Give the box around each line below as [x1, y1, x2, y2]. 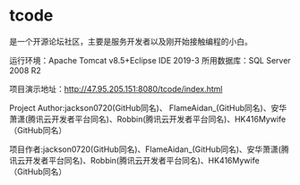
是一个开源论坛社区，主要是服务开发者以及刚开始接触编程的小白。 [9, 36, 253, 46]
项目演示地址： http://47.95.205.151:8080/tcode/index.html [9, 83, 223, 94]
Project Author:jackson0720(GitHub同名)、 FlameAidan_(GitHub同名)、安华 [9, 102, 287, 113]
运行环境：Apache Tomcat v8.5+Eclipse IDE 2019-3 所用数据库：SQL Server [9, 55, 291, 65]
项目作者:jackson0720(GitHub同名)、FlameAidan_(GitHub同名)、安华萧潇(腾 [9, 144, 289, 155]
